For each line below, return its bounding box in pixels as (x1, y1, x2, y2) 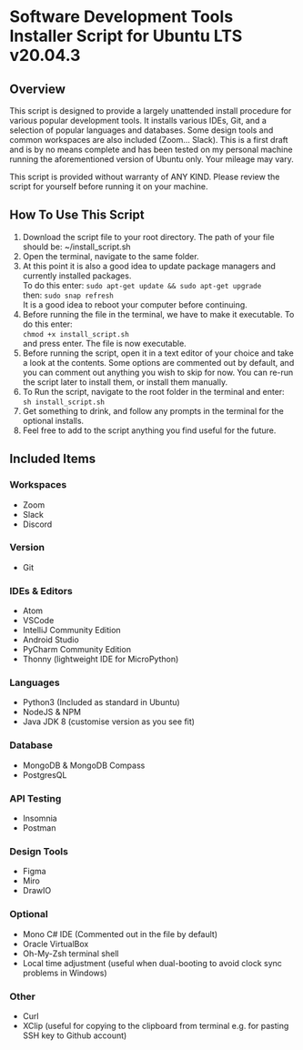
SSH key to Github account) (22, 1030, 127, 1041)
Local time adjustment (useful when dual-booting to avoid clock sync (22, 957, 282, 968)
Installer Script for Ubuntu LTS (9, 25, 243, 46)
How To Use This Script (9, 207, 145, 223)
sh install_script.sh (22, 398, 105, 407)
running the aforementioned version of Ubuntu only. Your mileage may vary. (9, 154, 294, 165)
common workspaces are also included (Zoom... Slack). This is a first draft (9, 135, 288, 145)
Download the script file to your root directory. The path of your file (22, 231, 275, 242)
